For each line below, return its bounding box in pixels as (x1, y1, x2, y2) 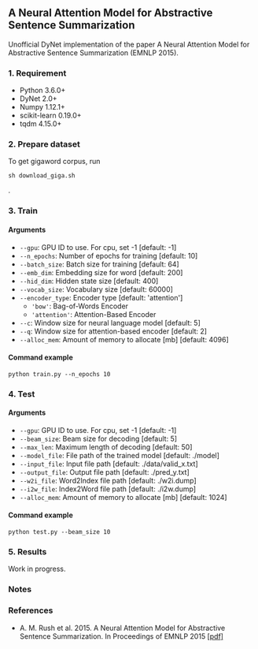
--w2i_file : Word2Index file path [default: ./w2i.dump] (19, 476, 197, 485)
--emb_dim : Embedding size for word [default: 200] (19, 267, 183, 277)
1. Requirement (8, 67, 67, 78)
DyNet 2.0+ (19, 94, 57, 103)
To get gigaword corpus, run (8, 157, 101, 166)
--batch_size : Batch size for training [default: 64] (19, 259, 179, 269)
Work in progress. (8, 564, 66, 574)
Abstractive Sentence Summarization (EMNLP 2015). (8, 47, 179, 58)
